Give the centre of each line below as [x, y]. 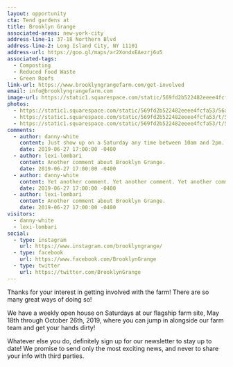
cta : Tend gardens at [38, 20]
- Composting [32, 65]
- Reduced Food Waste [45, 72]
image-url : [23, 98]
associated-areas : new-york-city [55, 33]
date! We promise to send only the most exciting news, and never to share [113, 348]
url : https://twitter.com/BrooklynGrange [80, 272]
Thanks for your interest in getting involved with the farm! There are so [108, 292]
